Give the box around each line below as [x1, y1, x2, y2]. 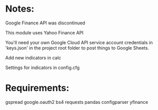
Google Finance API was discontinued [5, 20, 85, 26]
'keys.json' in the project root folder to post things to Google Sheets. [5, 45, 149, 51]
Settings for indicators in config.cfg [5, 64, 80, 70]
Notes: [5, 3, 35, 15]
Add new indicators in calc [5, 54, 61, 61]
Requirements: [5, 82, 70, 94]
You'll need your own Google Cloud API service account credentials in [5, 39, 153, 46]
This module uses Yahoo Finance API [5, 29, 84, 35]
